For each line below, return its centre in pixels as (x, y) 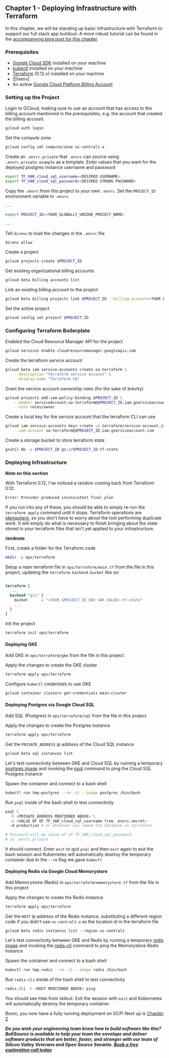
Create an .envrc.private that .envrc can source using (62, 157)
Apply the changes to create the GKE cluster (51, 665)
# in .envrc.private (27, 840)
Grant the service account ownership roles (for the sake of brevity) (74, 388)
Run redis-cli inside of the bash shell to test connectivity (65, 979)
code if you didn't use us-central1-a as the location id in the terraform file (82, 922)
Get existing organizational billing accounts (50, 271)
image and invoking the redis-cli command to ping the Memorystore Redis (82, 946)
